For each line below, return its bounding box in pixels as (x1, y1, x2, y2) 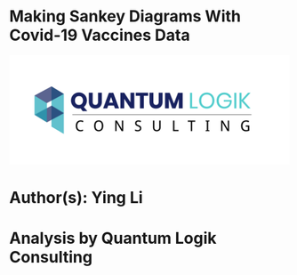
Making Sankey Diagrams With (9, 6, 242, 27)
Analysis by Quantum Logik (9, 229, 217, 248)
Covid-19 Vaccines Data (9, 25, 190, 45)
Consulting (9, 247, 93, 268)
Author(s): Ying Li (9, 188, 144, 207)
